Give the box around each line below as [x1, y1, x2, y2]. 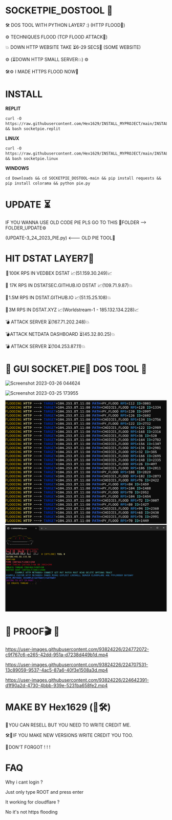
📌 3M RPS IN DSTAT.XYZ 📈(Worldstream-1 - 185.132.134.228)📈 [5, 307, 139, 313]
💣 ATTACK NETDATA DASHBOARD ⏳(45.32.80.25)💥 [5, 331, 115, 337]
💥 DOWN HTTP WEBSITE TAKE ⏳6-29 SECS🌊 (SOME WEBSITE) [5, 44, 141, 50]
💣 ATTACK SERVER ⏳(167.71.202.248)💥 [5, 318, 90, 325]
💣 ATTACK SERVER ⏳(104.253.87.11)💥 [5, 343, 85, 349]
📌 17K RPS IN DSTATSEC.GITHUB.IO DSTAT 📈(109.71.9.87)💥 [5, 282, 133, 288]
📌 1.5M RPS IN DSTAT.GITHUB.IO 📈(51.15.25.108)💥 [5, 294, 111, 300]
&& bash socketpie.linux [5, 156, 58, 161]
